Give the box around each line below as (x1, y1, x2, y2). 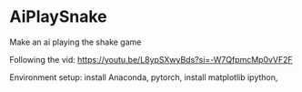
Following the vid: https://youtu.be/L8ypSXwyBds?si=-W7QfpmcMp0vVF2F (9, 54, 293, 65)
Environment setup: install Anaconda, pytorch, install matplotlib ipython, (9, 71, 278, 83)
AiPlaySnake (9, 6, 107, 27)
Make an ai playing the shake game (9, 36, 142, 47)
